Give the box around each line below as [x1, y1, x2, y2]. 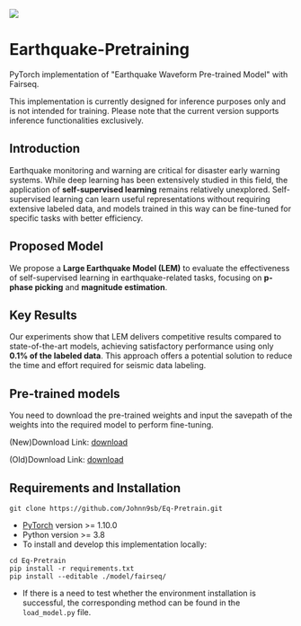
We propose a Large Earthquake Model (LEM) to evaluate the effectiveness [9, 262, 290, 273]
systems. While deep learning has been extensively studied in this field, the [9, 174, 288, 185]
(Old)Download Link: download [9, 454, 124, 465]
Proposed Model [9, 239, 104, 254]
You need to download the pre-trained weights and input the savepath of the [9, 410, 293, 421]
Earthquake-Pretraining [9, 40, 190, 60]
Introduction [9, 141, 81, 156]
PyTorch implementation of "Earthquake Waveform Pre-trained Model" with [9, 68, 288, 80]
